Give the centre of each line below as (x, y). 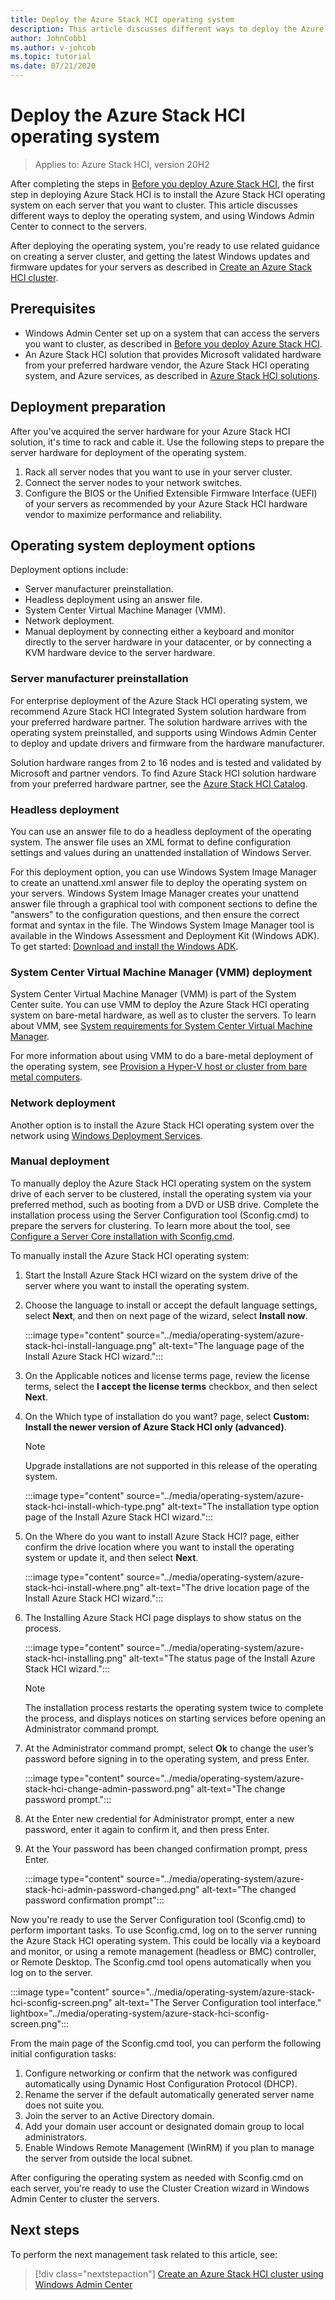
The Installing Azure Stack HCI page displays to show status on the (163, 1617)
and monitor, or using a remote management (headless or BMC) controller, (163, 1951)
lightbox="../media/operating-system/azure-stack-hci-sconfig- (140, 2013)
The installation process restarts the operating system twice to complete (174, 1707)
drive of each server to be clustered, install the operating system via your (161, 1193)
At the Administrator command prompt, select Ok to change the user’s (169, 1748)
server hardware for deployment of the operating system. (128, 452)
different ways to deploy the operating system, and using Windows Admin (162, 215)
